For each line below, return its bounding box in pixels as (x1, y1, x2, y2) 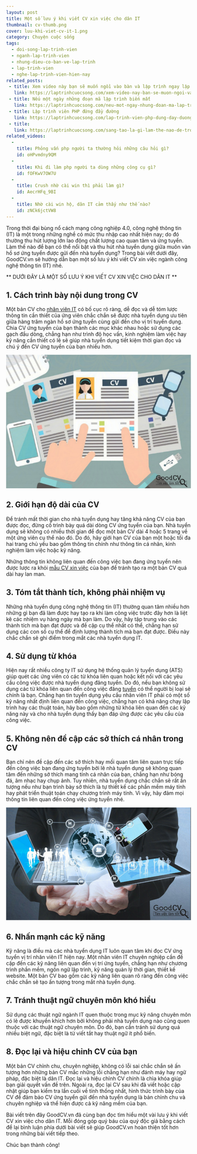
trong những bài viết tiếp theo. (6, 1130, 79, 1137)
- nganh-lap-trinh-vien (11, 53, 69, 59)
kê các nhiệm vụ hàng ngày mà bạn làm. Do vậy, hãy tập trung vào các (6, 615, 178, 622)
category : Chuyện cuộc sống (6, 34, 75, 41)
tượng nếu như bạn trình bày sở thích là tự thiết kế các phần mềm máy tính (6, 784, 186, 791)
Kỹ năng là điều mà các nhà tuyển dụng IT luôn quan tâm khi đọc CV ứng (6, 947, 183, 954)
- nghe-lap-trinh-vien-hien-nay (11, 71, 91, 77)
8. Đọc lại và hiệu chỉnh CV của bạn (6, 1047, 138, 1057)
